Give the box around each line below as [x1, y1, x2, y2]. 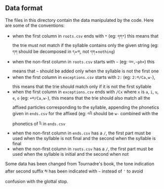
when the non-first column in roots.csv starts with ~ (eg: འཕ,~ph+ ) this [12, 59, 155, 64]
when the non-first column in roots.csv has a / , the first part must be [12, 146, 154, 152]
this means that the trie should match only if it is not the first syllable [12, 83, 152, 89]
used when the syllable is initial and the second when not [12, 151, 129, 157]
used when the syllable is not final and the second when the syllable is [12, 135, 156, 141]
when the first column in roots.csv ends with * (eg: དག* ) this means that [12, 33, 159, 39]
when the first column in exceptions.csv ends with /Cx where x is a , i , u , [12, 89, 159, 95]
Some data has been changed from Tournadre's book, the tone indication [5, 161, 155, 167]
